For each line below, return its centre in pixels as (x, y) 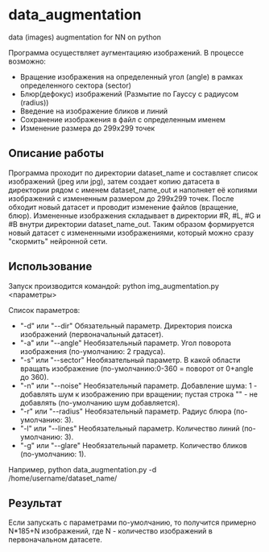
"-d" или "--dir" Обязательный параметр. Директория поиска (126, 325)
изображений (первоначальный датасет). (91, 334)
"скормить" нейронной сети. (58, 241)
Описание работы (56, 153)
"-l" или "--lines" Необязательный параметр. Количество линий (130, 428)
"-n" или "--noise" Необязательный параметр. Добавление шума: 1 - (139, 385)
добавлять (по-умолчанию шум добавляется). (100, 402)
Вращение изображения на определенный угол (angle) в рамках (131, 76)
